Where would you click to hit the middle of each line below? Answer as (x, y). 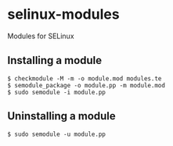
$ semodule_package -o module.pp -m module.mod (86, 85)
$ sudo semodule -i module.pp (57, 92)
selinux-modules (63, 14)
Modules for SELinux (41, 36)
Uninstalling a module (62, 116)
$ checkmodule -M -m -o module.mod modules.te (85, 78)
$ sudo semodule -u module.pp (57, 134)
